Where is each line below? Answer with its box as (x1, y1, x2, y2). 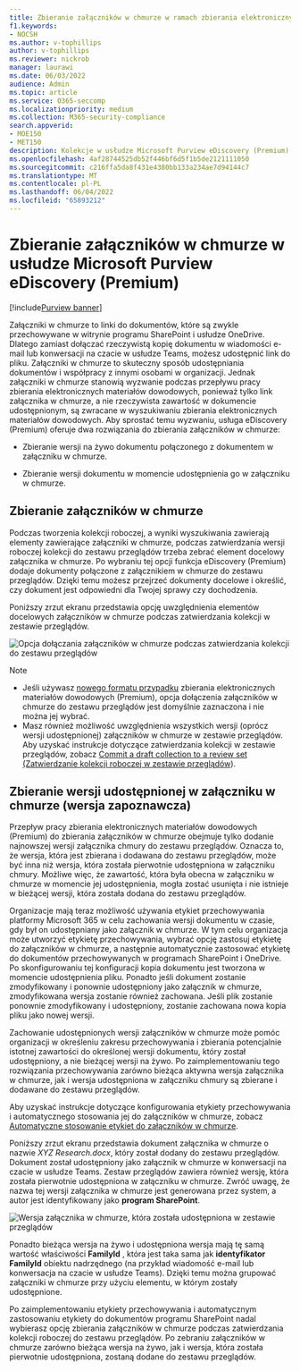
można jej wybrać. (21, 710, 91, 721)
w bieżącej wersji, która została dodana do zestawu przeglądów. (9, 888, 246, 899)
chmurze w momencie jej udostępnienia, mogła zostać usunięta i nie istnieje (9, 878, 289, 890)
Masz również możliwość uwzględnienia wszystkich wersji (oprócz (21, 720, 269, 731)
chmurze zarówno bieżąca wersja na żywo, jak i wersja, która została (9, 1342, 263, 1353)
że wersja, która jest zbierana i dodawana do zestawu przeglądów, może (9, 851, 277, 861)
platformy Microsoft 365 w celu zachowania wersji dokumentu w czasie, (9, 915, 275, 926)
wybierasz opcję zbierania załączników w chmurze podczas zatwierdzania (9, 1323, 284, 1333)
